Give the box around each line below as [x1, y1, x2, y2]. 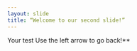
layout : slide [7, 10, 50, 17]
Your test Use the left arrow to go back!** [7, 36, 131, 44]
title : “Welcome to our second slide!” [7, 17, 126, 24]
